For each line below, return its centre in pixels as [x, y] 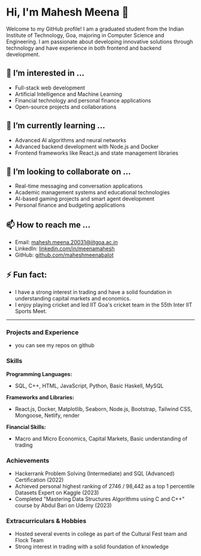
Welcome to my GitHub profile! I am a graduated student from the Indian [95, 29]
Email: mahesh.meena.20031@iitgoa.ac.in [66, 242]
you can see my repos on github [54, 345]
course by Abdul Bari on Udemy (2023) [63, 505]
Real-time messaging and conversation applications [79, 186]
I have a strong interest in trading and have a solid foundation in [93, 292]
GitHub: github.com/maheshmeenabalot [64, 255]
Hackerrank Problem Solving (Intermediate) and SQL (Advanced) [95, 473]
